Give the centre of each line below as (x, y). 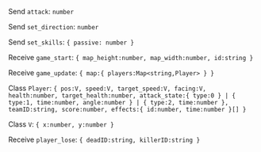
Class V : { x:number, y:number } (61, 124)
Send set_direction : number (54, 27)
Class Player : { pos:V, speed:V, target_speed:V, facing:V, (107, 88)
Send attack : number (41, 11)
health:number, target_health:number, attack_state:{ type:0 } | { (122, 96)
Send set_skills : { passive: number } (71, 42)
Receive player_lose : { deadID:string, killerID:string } (104, 139)
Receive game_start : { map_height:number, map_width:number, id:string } (131, 57)
